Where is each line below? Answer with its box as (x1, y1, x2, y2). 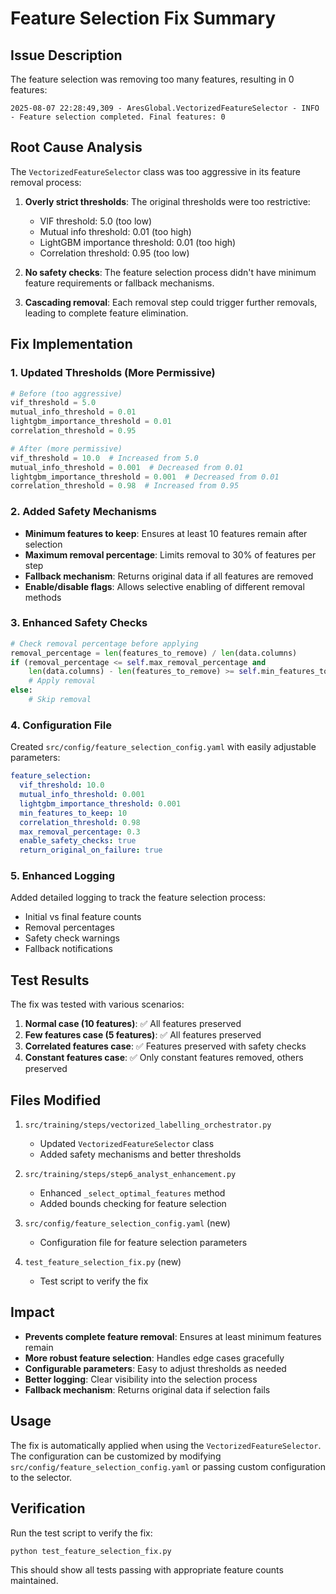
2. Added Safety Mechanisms (10, 505, 157, 519)
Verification (10, 1500, 86, 1517)
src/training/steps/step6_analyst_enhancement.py (24, 1170, 237, 1180)
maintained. (10, 1575, 59, 1587)
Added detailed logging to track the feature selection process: (10, 892, 266, 904)
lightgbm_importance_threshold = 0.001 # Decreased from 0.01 (10, 472, 280, 482)
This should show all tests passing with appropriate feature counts (10, 1564, 284, 1576)
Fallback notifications (24, 943, 113, 955)
